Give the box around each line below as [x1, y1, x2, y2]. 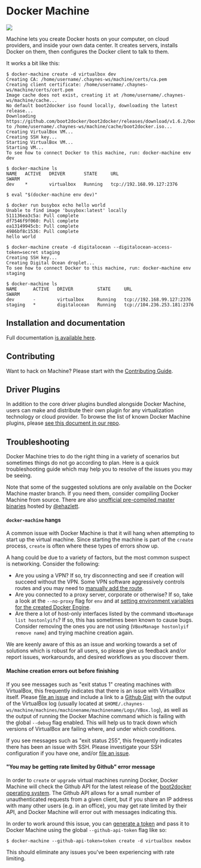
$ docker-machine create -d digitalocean [6, 244, 111, 250]
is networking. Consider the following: [6, 560, 100, 567]
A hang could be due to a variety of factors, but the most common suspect [6, 554, 190, 561]
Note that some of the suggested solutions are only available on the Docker [6, 483, 193, 491]
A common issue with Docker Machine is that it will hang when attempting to [6, 530, 195, 537]
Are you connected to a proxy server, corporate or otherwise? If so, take [14, 591, 193, 598]
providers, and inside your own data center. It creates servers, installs [6, 41, 178, 49]
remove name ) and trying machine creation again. [14, 629, 134, 636]
